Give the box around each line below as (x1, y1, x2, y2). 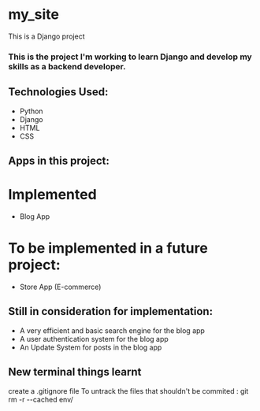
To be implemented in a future (8, 239, 209, 257)
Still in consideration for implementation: (8, 305, 214, 318)
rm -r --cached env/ (8, 394, 73, 404)
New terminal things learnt (8, 365, 142, 379)
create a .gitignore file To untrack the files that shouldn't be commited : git (8, 386, 249, 395)
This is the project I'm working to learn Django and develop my (8, 51, 252, 62)
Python (19, 106, 43, 116)
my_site (8, 6, 59, 24)
